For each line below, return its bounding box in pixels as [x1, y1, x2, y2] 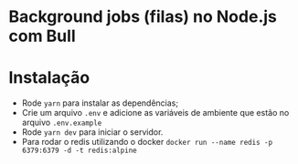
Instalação [8, 67, 90, 88]
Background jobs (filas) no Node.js [8, 6, 278, 27]
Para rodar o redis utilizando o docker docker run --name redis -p [21, 137, 273, 148]
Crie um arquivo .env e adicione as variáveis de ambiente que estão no [21, 108, 290, 118]
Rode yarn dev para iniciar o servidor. [21, 127, 164, 138]
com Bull [8, 26, 76, 46]
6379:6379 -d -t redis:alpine [21, 146, 138, 156]
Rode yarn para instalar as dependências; [21, 97, 179, 108]
